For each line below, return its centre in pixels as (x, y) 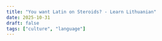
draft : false (23, 23)
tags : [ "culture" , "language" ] (46, 29)
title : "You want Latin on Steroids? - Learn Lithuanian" (81, 12)
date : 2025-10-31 (28, 17)
